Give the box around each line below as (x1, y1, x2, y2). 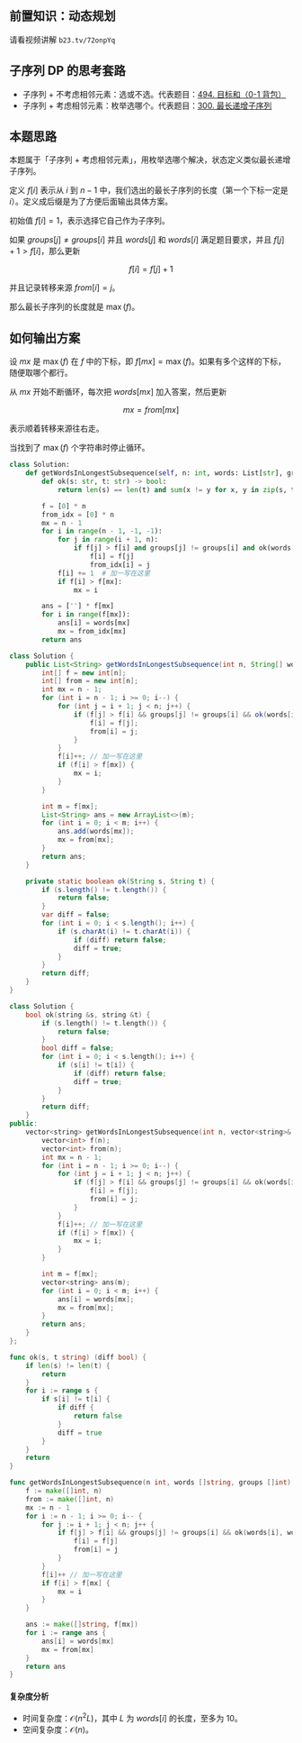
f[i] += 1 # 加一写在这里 (57, 569, 151, 578)
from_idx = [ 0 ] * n (41, 510, 115, 519)
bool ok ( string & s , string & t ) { (25, 1010, 151, 1019)
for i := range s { (25, 1386, 99, 1395)
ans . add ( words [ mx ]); (57, 827, 135, 836)
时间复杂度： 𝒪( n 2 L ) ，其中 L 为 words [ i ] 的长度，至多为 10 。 (22, 1711, 243, 1724)
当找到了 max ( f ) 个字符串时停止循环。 (9, 443, 150, 453)
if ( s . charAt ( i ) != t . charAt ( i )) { (57, 926, 191, 935)
